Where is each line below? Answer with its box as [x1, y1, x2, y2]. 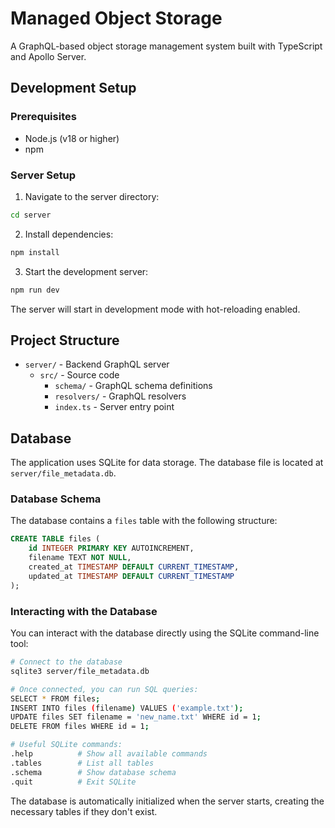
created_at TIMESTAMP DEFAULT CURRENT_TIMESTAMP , [28, 562, 240, 572]
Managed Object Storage [10, 7, 223, 30]
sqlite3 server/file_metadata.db [10, 666, 150, 676]
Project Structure [10, 332, 120, 349]
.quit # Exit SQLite [10, 777, 137, 787]
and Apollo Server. [10, 50, 87, 62]
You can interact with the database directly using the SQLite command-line [10, 627, 320, 639]
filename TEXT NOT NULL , [28, 553, 132, 563]
